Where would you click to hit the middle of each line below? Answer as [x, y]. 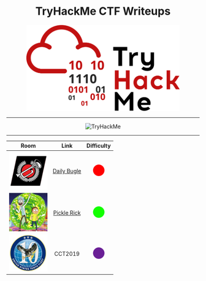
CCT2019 [67, 253]
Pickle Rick [67, 212]
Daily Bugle [67, 171]
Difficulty [99, 146]
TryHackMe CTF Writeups [103, 11]
